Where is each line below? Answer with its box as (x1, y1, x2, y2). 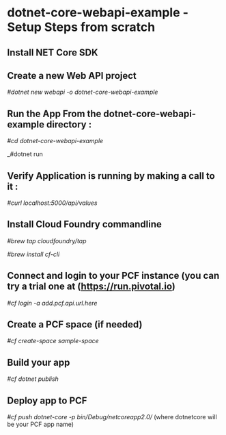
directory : (46, 119, 92, 130)
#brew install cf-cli (7, 250, 60, 258)
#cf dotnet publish (7, 375, 59, 383)
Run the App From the (7, 108, 102, 119)
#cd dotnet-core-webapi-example (7, 137, 104, 145)
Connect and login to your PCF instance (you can (7, 270, 220, 282)
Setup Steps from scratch (7, 19, 156, 35)
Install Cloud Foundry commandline (7, 219, 162, 230)
